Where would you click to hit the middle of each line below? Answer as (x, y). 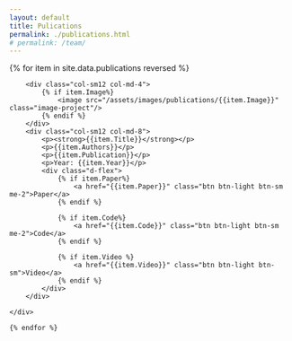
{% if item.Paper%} (93, 179)
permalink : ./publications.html (70, 34)
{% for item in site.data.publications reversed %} (100, 68)
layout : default (40, 17)
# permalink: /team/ (48, 43)
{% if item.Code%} (92, 218)
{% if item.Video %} (96, 258)
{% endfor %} (34, 328)
